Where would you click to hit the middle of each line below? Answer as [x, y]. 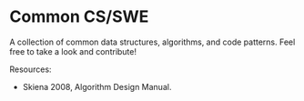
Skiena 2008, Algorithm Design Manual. [97, 86]
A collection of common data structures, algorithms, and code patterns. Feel [152, 42]
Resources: [30, 69]
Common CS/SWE [79, 17]
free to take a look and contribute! [73, 51]
